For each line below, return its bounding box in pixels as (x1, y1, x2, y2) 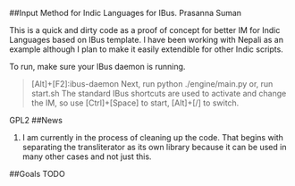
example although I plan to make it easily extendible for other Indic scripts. (9, 44, 283, 55)
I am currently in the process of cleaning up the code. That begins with (21, 132, 284, 142)
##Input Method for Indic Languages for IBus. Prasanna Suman (9, 8, 242, 18)
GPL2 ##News (9, 115, 63, 125)
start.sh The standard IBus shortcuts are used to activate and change (30, 89, 287, 98)
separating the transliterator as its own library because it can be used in (21, 142, 287, 152)
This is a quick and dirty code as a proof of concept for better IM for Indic (9, 25, 281, 35)
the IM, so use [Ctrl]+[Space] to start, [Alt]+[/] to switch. (30, 97, 240, 108)
